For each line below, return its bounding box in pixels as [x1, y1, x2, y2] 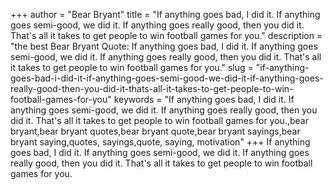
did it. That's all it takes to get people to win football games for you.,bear [10, 115, 309, 126]
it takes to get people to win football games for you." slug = [10, 62, 254, 73]
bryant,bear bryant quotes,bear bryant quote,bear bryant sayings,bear [10, 125, 301, 137]
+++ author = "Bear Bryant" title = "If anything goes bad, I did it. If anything [10, 9, 321, 20]
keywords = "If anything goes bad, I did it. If [113, 94, 295, 105]
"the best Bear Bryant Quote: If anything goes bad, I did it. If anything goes [10, 40, 318, 52]
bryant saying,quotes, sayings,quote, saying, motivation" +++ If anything [10, 136, 311, 148]
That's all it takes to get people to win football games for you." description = [10, 30, 323, 41]
